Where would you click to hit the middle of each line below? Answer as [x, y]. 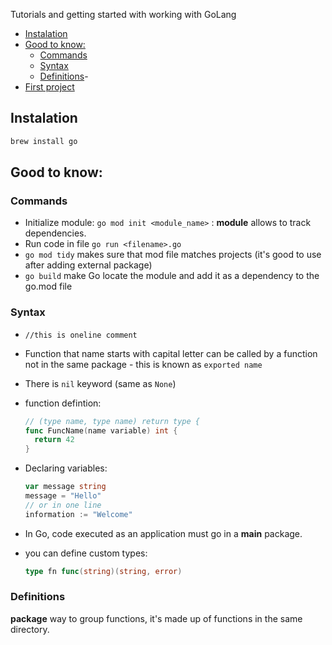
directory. [30, 629]
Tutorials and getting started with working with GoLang [123, 14]
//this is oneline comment [81, 335]
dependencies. [55, 233]
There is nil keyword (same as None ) [100, 383]
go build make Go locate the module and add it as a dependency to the [172, 276]
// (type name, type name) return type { [112, 421]
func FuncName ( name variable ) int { [101, 430]
